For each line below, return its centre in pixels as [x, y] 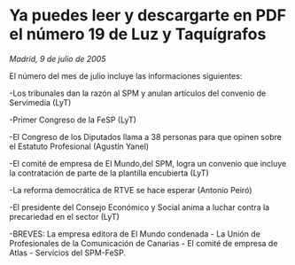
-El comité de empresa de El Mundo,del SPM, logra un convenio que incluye [148, 163]
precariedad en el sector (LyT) [64, 216]
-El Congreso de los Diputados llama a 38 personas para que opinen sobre [145, 136]
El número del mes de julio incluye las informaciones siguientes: [126, 75]
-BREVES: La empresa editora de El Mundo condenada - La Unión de [135, 234]
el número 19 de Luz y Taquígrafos [138, 34]
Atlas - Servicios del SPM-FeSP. [68, 253]
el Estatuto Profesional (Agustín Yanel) [79, 146]
